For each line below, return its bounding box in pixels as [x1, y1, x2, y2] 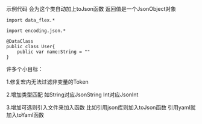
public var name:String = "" [17, 49, 90, 55]
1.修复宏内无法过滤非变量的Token [6, 78, 89, 85]
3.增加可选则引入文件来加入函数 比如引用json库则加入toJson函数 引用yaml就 [6, 104, 196, 111]
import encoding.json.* [6, 28, 66, 34]
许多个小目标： [6, 66, 43, 72]
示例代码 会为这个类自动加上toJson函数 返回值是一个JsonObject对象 [6, 5, 177, 12]
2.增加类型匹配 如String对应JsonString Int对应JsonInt [6, 91, 139, 98]
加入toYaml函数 [6, 111, 44, 119]
